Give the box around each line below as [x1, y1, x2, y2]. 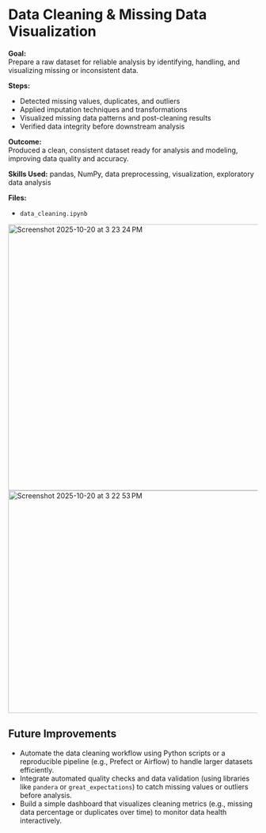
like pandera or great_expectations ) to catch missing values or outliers [19, 781, 249, 791]
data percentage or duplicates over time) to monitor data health [19, 807, 227, 816]
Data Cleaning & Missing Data [8, 6, 207, 24]
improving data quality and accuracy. [8, 153, 129, 163]
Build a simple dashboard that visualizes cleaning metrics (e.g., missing [19, 799, 253, 808]
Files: [8, 193, 27, 202]
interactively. [19, 816, 62, 825]
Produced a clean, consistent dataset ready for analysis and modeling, [8, 145, 238, 155]
